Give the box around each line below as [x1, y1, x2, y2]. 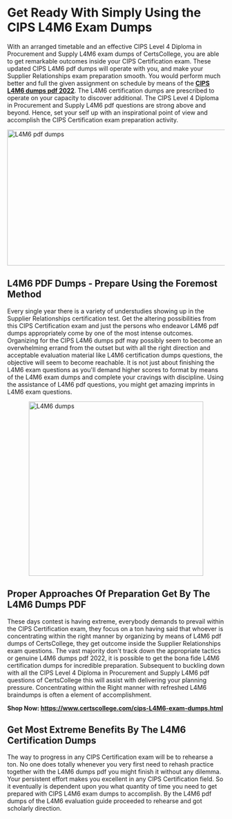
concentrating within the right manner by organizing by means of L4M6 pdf [7, 632, 222, 640]
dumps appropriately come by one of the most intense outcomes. [7, 329, 193, 337]
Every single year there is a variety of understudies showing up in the [7, 307, 205, 315]
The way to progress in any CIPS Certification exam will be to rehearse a [7, 753, 213, 761]
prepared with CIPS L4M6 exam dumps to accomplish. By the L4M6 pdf [7, 789, 212, 798]
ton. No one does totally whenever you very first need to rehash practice [7, 760, 214, 769]
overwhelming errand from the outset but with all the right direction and [7, 343, 211, 351]
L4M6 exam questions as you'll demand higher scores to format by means [7, 365, 219, 374]
